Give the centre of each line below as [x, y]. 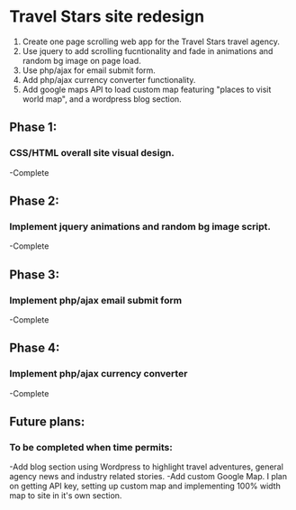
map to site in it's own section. [66, 496]
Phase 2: [35, 201]
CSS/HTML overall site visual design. [92, 153]
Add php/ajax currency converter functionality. [109, 79]
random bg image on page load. [81, 60]
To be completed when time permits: [91, 447]
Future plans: [47, 422]
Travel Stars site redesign [107, 17]
